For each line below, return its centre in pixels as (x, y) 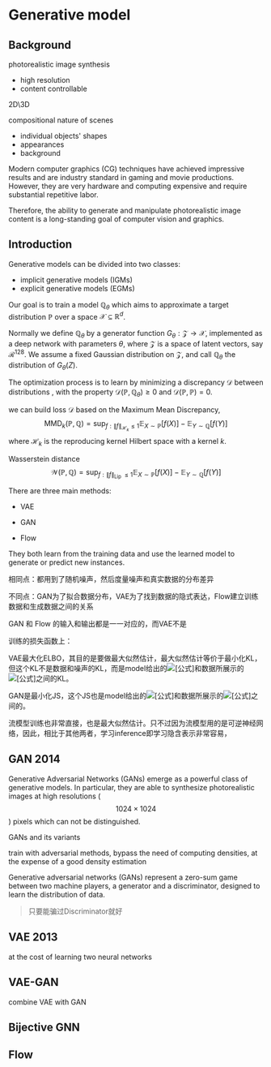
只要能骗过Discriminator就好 (75, 911)
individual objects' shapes (64, 136)
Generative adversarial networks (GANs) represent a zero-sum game (123, 877)
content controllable (53, 88)
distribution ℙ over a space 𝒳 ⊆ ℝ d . (67, 316)
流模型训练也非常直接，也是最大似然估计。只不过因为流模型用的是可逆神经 (132, 723)
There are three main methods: (60, 491)
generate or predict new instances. (67, 562)
